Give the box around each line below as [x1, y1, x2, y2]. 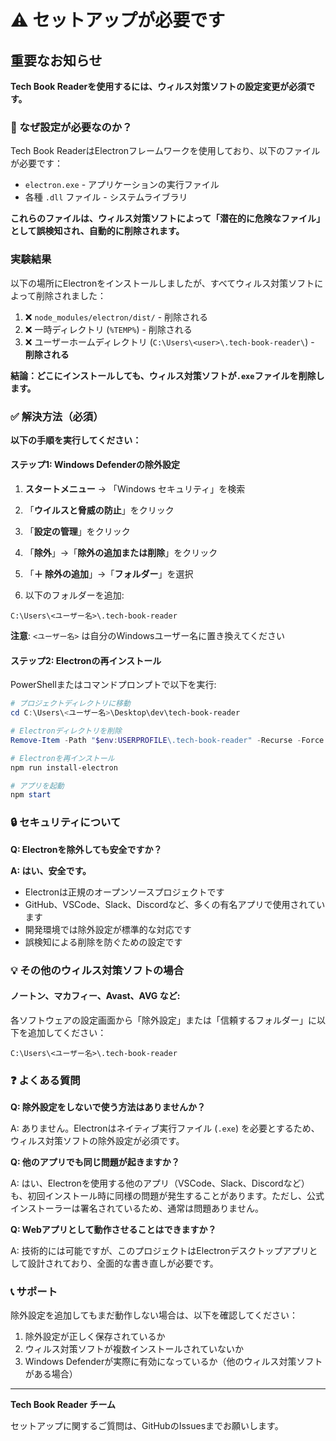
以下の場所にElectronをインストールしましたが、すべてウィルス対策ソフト [10, 277, 315, 289]
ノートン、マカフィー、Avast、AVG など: [10, 990, 181, 1002]
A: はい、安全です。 [10, 864, 92, 876]
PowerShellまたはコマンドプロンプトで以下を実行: [10, 679, 217, 691]
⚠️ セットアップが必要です [10, 9, 226, 32]
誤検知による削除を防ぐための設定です [24, 936, 183, 948]
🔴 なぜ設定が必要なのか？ [10, 120, 133, 134]
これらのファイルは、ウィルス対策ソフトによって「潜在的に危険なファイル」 [10, 212, 325, 225]
